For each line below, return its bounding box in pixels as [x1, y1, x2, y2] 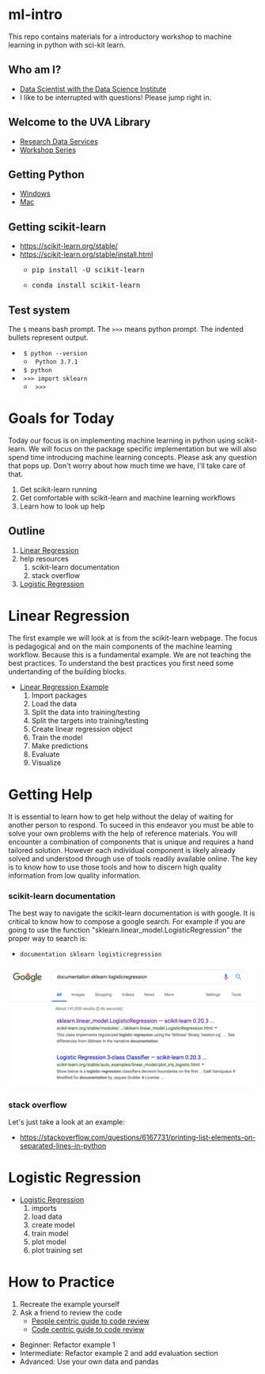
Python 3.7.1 [35, 358, 78, 366]
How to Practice [8, 1273, 115, 1292]
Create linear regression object [31, 724, 133, 733]
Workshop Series [19, 145, 77, 154]
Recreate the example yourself [19, 1300, 120, 1309]
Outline [8, 524, 45, 538]
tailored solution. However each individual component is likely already [8, 845, 236, 854]
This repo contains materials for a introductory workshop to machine [8, 32, 232, 41]
